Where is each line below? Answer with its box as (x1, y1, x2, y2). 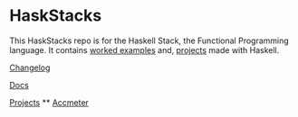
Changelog (9, 62, 51, 73)
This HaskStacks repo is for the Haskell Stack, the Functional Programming (9, 35, 290, 46)
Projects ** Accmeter (9, 96, 89, 108)
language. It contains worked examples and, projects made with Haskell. (9, 44, 280, 55)
